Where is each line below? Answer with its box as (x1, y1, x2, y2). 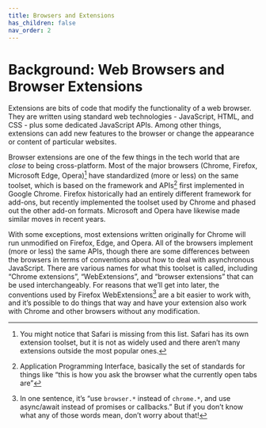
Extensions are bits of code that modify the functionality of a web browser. (8, 104, 252, 113)
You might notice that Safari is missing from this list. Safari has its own (19, 330, 249, 339)
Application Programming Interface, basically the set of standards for (19, 361, 245, 371)
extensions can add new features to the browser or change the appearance (8, 128, 255, 139)
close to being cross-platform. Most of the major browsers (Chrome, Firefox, (8, 161, 258, 170)
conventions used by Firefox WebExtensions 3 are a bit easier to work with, (8, 289, 251, 300)
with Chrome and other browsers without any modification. (8, 307, 200, 316)
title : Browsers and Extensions (8, 11, 115, 20)
